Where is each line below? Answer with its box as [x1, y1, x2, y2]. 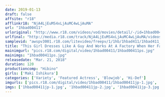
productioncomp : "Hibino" [5, 67, 58, 72]
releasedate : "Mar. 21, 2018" [5, 57, 67, 62]
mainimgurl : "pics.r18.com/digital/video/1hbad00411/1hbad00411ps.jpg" [5, 48, 155, 53]
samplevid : [5, 39, 27, 44]
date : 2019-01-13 [5, 7, 41, 12]
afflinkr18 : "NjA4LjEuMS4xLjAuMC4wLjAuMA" [5, 21, 93, 26]
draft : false [5, 12, 32, 17]
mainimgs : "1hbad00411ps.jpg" [5, 52, 67, 58]
